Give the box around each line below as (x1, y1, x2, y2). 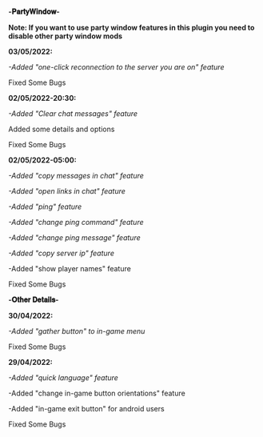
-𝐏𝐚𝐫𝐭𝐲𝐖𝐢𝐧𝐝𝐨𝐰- (8, 7, 60, 16)
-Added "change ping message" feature (8, 233, 141, 243)
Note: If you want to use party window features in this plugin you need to (8, 23, 255, 32)
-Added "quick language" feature (8, 373, 118, 383)
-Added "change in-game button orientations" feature (8, 388, 185, 398)
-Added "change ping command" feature (8, 218, 144, 227)
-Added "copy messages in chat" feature (8, 171, 144, 180)
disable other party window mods (8, 31, 122, 41)
